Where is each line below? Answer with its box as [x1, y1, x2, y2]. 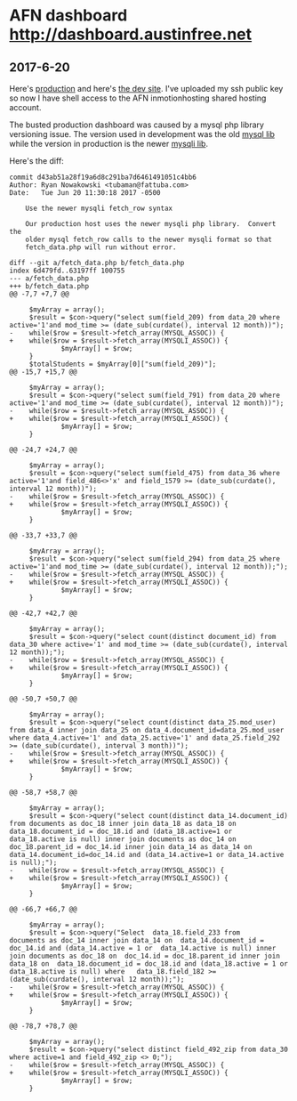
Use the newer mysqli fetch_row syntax [25, 204, 173, 213]
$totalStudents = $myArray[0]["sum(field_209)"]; [28, 360, 217, 368]
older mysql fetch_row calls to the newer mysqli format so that [25, 235, 273, 244]
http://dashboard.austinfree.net [9, 24, 253, 45]
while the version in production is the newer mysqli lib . [9, 139, 209, 149]
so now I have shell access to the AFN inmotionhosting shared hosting [9, 93, 267, 103]
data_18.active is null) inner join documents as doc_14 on [9, 835, 237, 844]
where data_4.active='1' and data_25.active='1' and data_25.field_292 [9, 733, 280, 742]
